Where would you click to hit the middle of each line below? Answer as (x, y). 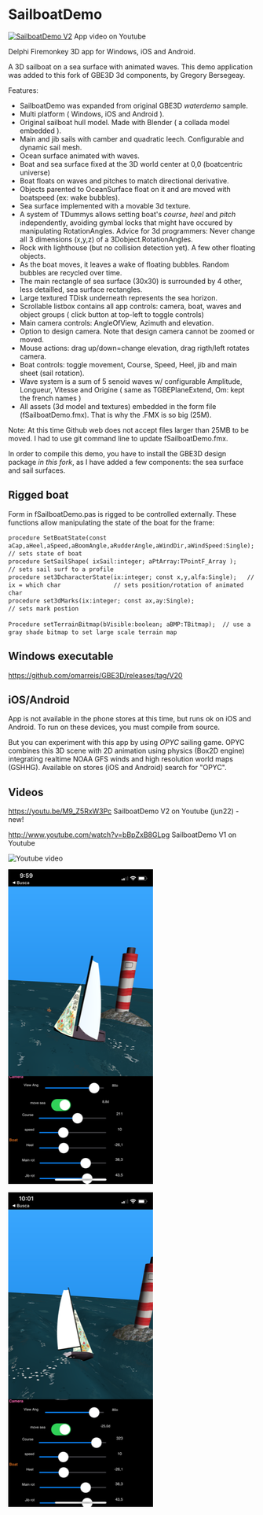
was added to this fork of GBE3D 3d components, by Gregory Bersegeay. (127, 75)
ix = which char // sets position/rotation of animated (126, 585)
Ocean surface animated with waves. (79, 156)
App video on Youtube (110, 36)
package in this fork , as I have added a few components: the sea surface (126, 462)
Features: (24, 90)
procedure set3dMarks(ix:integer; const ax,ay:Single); (101, 601)
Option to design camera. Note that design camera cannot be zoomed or (137, 331)
